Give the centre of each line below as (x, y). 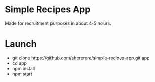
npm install (23, 68)
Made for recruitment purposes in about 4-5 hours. (58, 23)
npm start (22, 74)
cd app (19, 63)
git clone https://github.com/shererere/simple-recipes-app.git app (81, 58)
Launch (21, 44)
